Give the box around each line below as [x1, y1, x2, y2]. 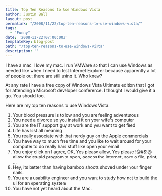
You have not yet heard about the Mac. [12, 185, 92, 191]
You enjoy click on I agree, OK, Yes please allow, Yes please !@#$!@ [12, 149, 152, 155]
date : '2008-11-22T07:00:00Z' [5, 35, 68, 40]
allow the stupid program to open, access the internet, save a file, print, [12, 154, 158, 159]
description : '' [5, 48, 39, 53]
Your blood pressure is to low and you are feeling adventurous [12, 112, 139, 118]
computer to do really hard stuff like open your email [12, 143, 120, 149]
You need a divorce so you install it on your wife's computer [12, 117, 134, 123]
